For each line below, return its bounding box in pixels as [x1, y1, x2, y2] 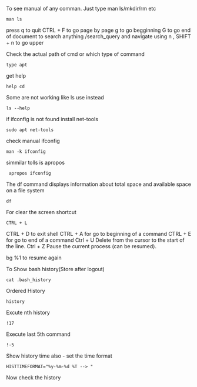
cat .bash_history [6, 277, 51, 283]
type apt [6, 62, 28, 68]
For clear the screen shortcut [6, 209, 76, 215]
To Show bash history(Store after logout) [6, 266, 105, 272]
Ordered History [6, 288, 45, 294]
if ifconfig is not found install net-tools [6, 116, 99, 122]
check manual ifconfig [6, 138, 60, 144]
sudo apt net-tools [6, 127, 54, 133]
